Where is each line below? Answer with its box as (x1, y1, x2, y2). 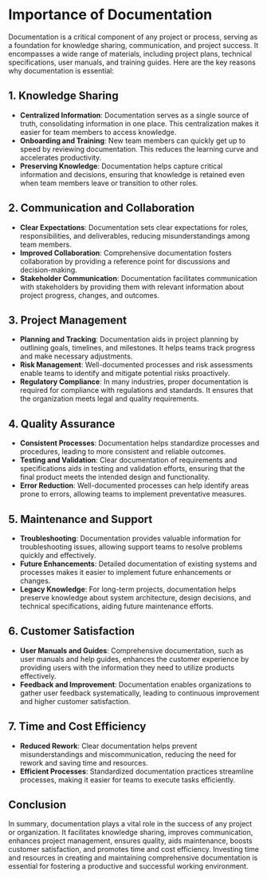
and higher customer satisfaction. (19, 696, 131, 706)
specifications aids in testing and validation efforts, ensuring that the (19, 464, 245, 473)
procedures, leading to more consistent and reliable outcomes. (19, 447, 226, 457)
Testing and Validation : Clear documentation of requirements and (19, 455, 238, 465)
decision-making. (19, 265, 77, 275)
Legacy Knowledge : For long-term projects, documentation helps (19, 584, 237, 594)
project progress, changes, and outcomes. (19, 290, 159, 300)
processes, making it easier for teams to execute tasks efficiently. (19, 774, 236, 784)
